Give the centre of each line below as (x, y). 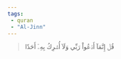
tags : (15, 14)
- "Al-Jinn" (28, 27)
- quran (22, 20)
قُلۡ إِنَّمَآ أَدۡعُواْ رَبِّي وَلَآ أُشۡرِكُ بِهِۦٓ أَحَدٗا (69, 47)
